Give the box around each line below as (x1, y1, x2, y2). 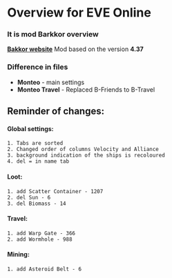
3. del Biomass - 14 (7, 200, 67, 207)
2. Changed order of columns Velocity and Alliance (7, 146, 159, 153)
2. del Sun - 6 (7, 194, 51, 201)
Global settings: (7, 124, 54, 132)
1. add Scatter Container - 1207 (7, 188, 104, 195)
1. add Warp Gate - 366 (7, 230, 76, 237)
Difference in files (7, 62, 68, 72)
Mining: (7, 250, 30, 259)
